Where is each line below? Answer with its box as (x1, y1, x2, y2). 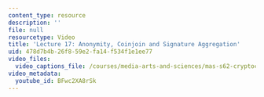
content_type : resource (8, 11, 86, 20)
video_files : (8, 56, 51, 63)
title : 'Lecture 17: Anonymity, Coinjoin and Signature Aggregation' (8, 41, 241, 48)
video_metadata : (8, 70, 61, 77)
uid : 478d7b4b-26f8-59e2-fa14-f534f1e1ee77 (8, 48, 153, 56)
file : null (8, 26, 44, 34)
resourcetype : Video (8, 33, 76, 41)
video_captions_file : (15, 63, 86, 70)
